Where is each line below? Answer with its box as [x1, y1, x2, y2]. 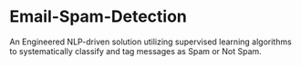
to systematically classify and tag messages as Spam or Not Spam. [9, 45, 262, 56]
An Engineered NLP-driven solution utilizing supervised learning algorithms [9, 36, 292, 47]
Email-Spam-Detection [9, 6, 187, 27]
